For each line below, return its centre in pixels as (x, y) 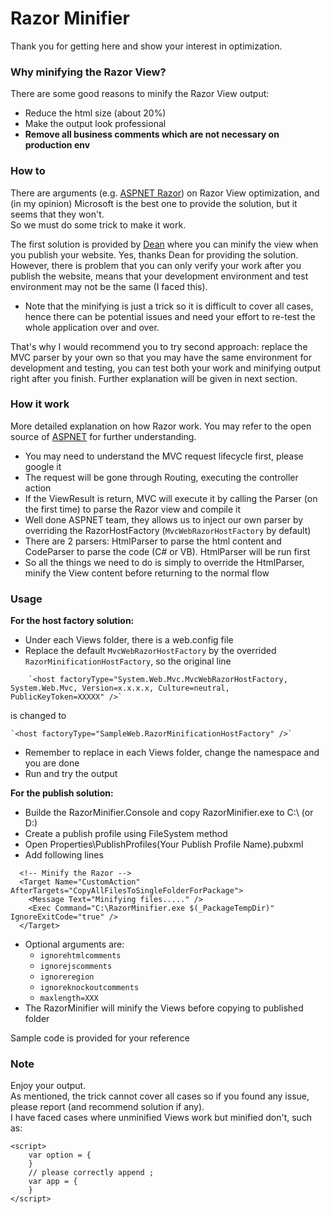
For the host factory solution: (72, 621)
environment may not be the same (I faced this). (109, 286)
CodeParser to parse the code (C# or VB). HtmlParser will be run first (167, 551)
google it (43, 466)
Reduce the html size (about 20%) (95, 113)
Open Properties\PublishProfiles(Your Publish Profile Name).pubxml (164, 844)
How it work (40, 404)
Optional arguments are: (74, 944)
